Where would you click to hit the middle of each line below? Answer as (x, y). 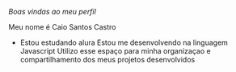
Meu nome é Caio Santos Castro (62, 27)
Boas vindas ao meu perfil (53, 12)
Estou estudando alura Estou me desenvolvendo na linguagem (124, 42)
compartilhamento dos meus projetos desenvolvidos (107, 60)
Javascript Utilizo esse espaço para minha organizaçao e (116, 51)
